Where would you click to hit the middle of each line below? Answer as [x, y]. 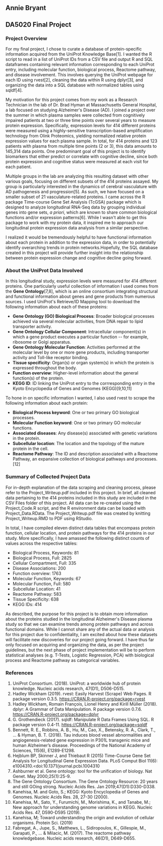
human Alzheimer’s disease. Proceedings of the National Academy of [82, 745]
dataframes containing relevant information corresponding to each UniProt [80, 65]
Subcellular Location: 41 [36, 589]
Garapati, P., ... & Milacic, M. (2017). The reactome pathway [72, 833]
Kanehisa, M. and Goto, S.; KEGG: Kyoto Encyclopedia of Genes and [81, 792]
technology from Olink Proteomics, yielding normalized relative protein [76, 136]
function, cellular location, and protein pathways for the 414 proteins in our [80, 533]
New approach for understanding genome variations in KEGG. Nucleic [82, 807]
